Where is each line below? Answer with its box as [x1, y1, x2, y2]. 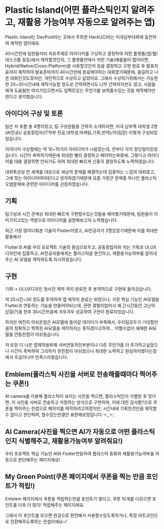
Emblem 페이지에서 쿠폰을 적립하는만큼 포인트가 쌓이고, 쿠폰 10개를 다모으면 [5, 496, 151, 501]
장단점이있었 [134, 146, 158, 152]
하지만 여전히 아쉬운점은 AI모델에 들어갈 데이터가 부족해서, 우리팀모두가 [5, 319, 141, 325]
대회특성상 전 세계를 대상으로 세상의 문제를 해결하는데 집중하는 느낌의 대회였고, [5, 169, 156, 175]
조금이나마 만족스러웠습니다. [14, 354, 69, 360]
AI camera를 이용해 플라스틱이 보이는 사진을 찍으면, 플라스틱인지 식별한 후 [5, 393, 147, 399]
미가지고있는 [5, 217, 29, 223]
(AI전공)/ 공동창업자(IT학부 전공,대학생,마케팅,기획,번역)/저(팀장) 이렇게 [5, 129, 141, 135]
